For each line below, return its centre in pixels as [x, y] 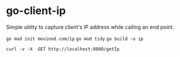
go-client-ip [36, 11]
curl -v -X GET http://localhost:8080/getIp [63, 49]
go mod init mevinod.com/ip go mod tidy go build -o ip [75, 39]
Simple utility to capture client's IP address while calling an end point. [90, 27]
